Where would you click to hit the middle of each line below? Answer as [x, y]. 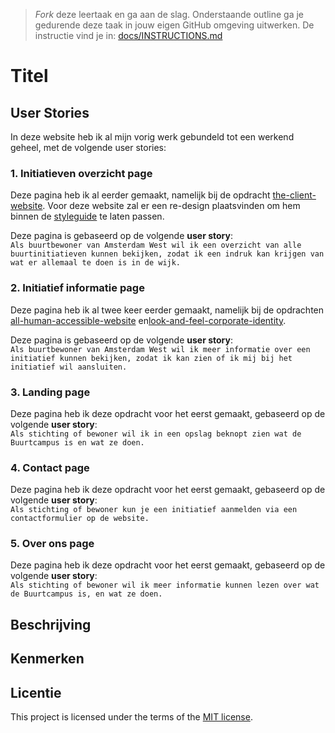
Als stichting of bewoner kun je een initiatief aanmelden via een [154, 510]
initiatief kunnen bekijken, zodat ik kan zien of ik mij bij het [151, 358]
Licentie [36, 692]
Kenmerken [47, 659]
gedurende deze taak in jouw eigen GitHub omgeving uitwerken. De [174, 25]
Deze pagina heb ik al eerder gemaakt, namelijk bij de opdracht [140, 195]
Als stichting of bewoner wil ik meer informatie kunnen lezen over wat [165, 585]
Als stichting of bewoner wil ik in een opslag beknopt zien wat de [156, 434]
